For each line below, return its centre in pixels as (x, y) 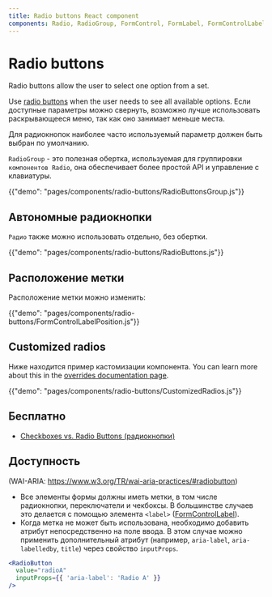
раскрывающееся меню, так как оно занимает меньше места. (117, 119)
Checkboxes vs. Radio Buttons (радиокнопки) (98, 436)
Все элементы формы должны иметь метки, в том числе (119, 497)
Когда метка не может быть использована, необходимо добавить (134, 522)
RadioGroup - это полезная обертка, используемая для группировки (125, 159)
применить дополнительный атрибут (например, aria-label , (125, 539)
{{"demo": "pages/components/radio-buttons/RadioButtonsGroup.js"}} (126, 192)
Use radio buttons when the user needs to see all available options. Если (130, 101)
